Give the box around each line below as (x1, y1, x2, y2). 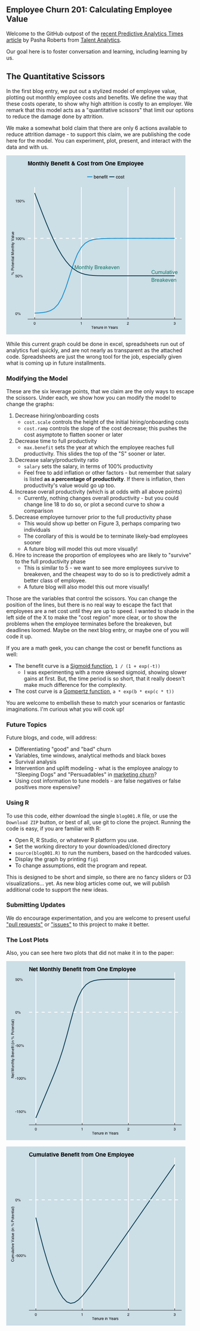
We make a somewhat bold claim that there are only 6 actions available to (6, 124, 187, 131)
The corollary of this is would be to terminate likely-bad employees (23, 532, 188, 540)
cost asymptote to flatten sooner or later (23, 431, 124, 438)
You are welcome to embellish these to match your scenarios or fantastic (6, 699, 186, 706)
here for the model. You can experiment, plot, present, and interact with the (6, 137, 192, 144)
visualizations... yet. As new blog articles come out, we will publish (6, 880, 170, 887)
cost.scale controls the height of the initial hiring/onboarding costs (23, 418, 189, 426)
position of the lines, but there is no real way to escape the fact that (6, 601, 173, 608)
